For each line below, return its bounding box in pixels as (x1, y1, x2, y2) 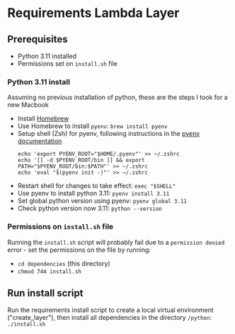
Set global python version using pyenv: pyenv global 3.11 (17, 197, 188, 205)
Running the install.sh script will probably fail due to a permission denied (7, 238, 225, 246)
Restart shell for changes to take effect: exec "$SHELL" (17, 182, 176, 190)
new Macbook (7, 100, 50, 109)
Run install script (7, 287, 84, 299)
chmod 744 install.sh (17, 267, 81, 275)
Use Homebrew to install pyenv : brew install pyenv (17, 122, 168, 130)
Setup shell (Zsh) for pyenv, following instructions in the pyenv (17, 129, 200, 138)
